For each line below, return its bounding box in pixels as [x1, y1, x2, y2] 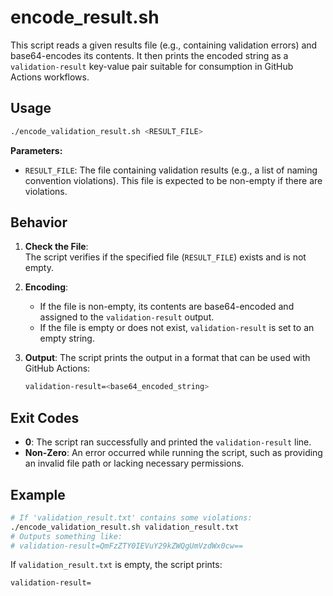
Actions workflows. [10, 71, 90, 83]
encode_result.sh [10, 6, 160, 29]
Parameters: [10, 144, 63, 156]
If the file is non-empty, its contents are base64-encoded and [39, 301, 295, 313]
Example [10, 486, 66, 503]
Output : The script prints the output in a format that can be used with [24, 352, 311, 364]
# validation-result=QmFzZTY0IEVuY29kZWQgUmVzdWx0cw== [10, 541, 244, 551]
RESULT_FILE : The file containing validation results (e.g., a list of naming [24, 164, 318, 176]
